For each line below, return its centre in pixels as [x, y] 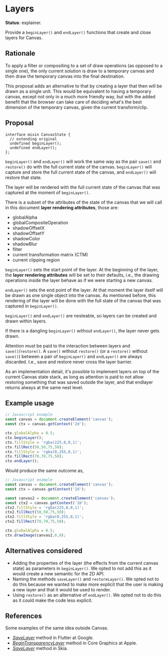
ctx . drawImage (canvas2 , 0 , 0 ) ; [36, 535]
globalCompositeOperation [40, 222]
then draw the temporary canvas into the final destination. [65, 76]
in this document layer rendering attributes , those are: [62, 207]
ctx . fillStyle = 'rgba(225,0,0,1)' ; [43, 442]
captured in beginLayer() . [32, 306]
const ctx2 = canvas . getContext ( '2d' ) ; [47, 503]
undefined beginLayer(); [36, 143]
